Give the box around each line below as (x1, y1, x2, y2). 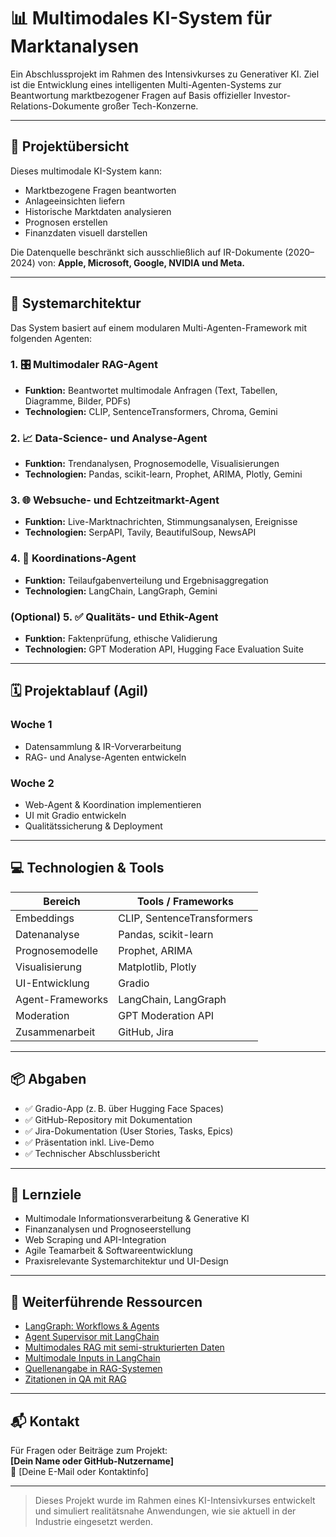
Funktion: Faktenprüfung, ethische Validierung (24, 633, 218, 645)
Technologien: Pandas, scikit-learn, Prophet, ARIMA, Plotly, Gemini (24, 468, 303, 480)
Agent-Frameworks (15, 992, 109, 1006)
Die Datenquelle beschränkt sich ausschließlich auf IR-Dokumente (10, 246, 283, 258)
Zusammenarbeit (15, 1025, 96, 1039)
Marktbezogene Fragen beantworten (24, 184, 177, 196)
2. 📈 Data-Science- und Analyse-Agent (10, 431, 208, 445)
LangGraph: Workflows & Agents (24, 1320, 160, 1332)
